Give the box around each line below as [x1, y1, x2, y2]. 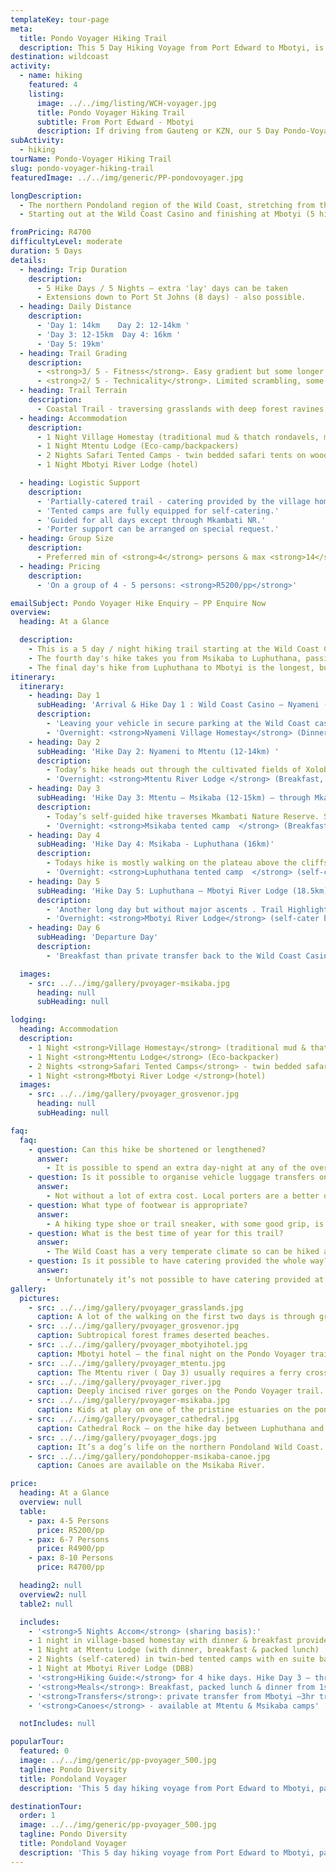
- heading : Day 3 [28, 784, 101, 794]
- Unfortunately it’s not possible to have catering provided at [46, 1274, 325, 1285]
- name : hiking [19, 71, 83, 81]
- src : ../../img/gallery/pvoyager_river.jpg [28, 1377, 222, 1387]
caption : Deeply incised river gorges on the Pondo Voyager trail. [36, 1386, 325, 1396]
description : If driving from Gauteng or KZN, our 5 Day [36, 126, 280, 136]
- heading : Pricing [19, 561, 101, 571]
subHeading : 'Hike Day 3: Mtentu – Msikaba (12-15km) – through [36, 793, 311, 803]
